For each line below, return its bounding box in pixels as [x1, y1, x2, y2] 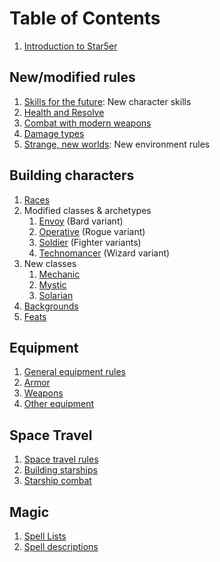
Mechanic [38, 268, 81, 280]
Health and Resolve [23, 106, 105, 118]
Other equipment [23, 398, 94, 410]
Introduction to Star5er [23, 40, 118, 52]
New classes [23, 257, 77, 269]
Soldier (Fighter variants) [38, 236, 142, 248]
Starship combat [23, 475, 92, 487]
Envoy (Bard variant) [38, 215, 124, 227]
